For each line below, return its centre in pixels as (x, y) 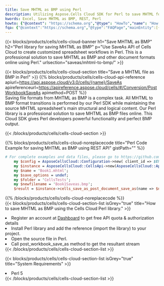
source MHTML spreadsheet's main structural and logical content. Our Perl (81, 109)
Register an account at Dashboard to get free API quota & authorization (83, 218)
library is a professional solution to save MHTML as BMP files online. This (79, 113)
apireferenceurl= (22, 88)
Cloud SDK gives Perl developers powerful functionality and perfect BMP (79, 119)
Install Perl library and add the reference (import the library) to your (79, 228)
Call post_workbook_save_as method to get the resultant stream (76, 244)
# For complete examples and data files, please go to (62, 157)
